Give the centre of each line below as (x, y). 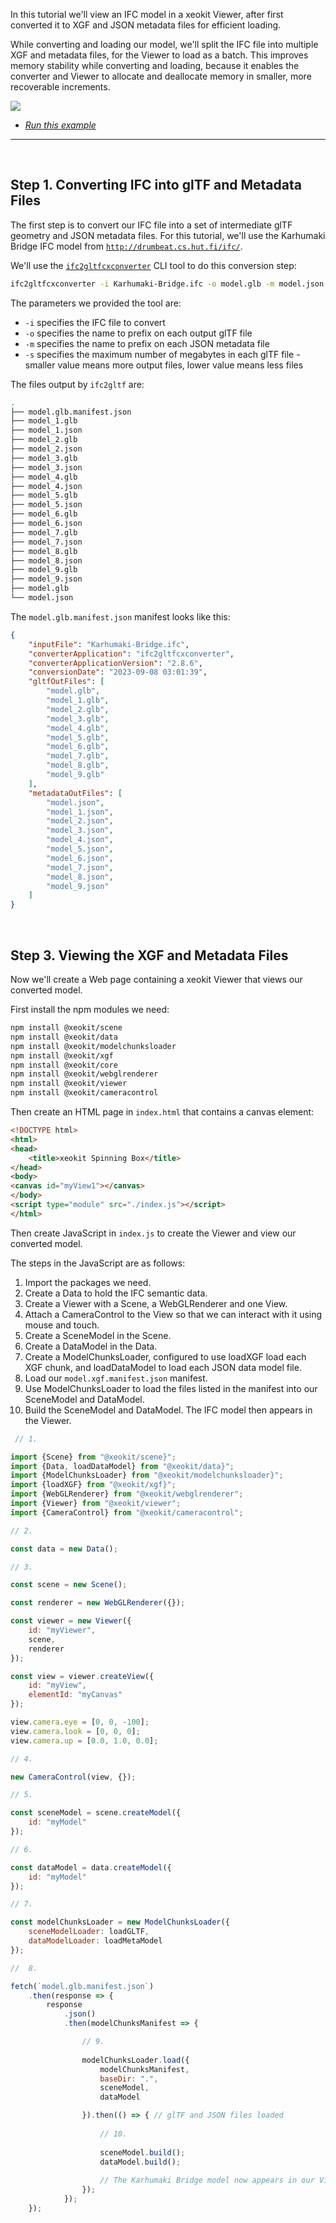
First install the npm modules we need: (90, 1009)
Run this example (60, 125)
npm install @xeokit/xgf (62, 1055)
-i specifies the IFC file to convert (95, 322)
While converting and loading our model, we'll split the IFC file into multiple (164, 44)
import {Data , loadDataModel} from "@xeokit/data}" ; (122, 1466)
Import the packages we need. (88, 1282)
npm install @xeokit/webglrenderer (84, 1074)
